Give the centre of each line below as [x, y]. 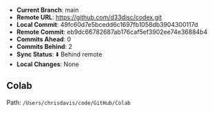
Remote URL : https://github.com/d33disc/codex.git [89, 17]
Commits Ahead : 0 [44, 39]
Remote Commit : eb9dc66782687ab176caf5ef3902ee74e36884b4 [112, 32]
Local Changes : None [48, 64]
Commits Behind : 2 [44, 47]
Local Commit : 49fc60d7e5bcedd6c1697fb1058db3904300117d [107, 24]
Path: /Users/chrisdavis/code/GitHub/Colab [69, 102]
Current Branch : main [47, 10]
